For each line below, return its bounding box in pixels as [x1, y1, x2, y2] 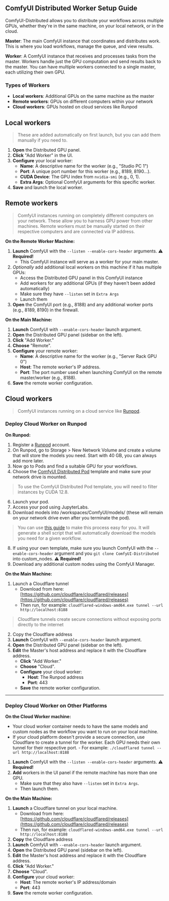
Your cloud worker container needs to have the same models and [12, 723, 148, 730]
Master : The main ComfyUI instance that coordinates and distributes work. [5, 38, 161, 44]
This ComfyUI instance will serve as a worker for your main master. [20, 259, 159, 265]
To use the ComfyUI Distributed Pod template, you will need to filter [17, 483, 157, 489]
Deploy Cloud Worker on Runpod [5, 420, 87, 427]
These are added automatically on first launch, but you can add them [17, 132, 161, 138]
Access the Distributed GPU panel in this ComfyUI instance [20, 275, 143, 281]
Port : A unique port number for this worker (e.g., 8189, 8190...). [20, 168, 151, 174]
